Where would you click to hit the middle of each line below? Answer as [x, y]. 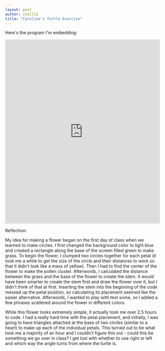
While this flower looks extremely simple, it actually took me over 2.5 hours [81, 312]
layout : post [18, 10]
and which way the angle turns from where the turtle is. [61, 344]
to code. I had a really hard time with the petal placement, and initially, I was [82, 318]
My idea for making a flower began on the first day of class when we [74, 240]
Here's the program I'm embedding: [41, 33]
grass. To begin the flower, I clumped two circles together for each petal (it [81, 256]
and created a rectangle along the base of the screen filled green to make [80, 250]
